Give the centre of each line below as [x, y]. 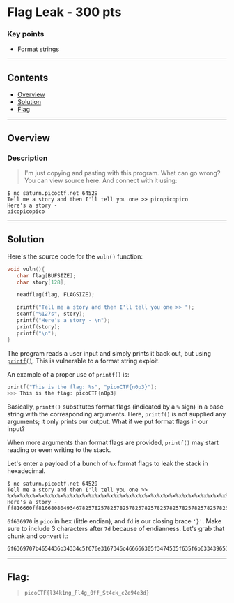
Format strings [38, 49]
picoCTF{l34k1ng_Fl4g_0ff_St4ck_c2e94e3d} [87, 593]
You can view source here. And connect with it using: [101, 180]
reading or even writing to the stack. [59, 450]
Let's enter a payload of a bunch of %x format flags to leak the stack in [108, 464]
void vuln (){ [26, 269]
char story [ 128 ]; [42, 282]
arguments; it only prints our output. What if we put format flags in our [108, 422]
